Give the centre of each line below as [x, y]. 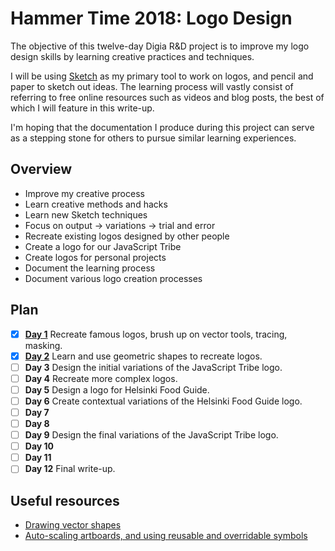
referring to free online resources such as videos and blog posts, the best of [167, 97]
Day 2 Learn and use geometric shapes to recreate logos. [143, 356]
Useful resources [65, 500]
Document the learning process [90, 268]
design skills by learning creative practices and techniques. [132, 56]
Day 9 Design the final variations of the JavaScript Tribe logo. [151, 435]
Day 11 [38, 458]
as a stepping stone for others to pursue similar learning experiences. [153, 138]
